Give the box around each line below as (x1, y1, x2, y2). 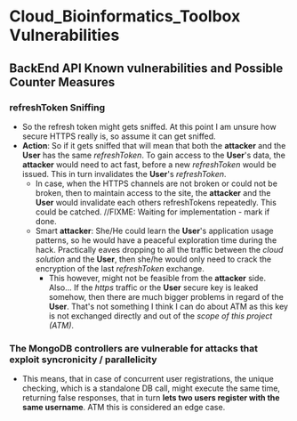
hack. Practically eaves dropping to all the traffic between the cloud (35, 244, 284, 255)
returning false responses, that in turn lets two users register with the (21, 393, 280, 403)
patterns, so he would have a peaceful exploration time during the (35, 234, 277, 246)
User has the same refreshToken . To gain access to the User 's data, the (21, 150, 286, 160)
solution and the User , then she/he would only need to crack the (35, 254, 272, 264)
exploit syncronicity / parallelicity (9, 353, 157, 366)
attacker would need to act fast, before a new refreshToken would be (21, 158, 277, 170)
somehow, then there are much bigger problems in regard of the (48, 291, 285, 302)
